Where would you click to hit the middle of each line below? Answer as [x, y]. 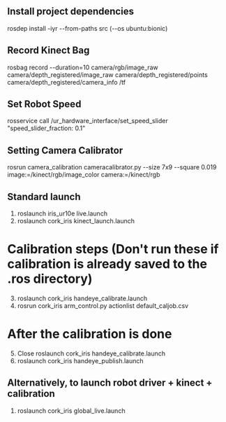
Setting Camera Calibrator [65, 150]
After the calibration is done [90, 334]
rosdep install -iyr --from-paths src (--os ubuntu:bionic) [88, 28]
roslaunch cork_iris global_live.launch [71, 410]
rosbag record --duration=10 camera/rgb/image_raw [83, 67]
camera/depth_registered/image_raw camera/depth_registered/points [107, 75]
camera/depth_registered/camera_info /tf [67, 82]
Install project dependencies [71, 12]
